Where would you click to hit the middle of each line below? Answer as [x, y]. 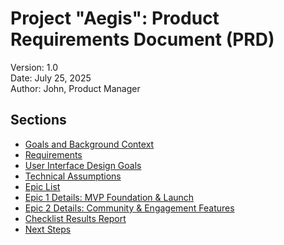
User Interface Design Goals [83, 165]
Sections [38, 120]
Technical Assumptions [73, 176]
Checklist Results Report [75, 218]
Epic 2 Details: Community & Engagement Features [129, 208]
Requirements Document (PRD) [142, 39]
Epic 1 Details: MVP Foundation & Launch [109, 197]
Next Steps [48, 229]
